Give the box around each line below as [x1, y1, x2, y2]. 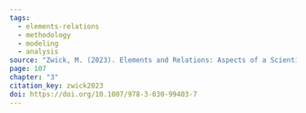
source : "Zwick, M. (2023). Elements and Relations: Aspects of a [9, 56, 267, 65]
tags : [9, 13, 30, 23]
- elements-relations [17, 22, 100, 31]
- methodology [17, 30, 71, 39]
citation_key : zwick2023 [9, 81, 104, 90]
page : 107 [9, 65, 47, 74]
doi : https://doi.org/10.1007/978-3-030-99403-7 [9, 89, 198, 98]
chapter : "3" [9, 73, 59, 82]
